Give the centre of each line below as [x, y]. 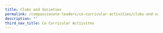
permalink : [16, 14]
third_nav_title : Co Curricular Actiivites [50, 23]
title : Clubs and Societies [33, 9]
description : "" [21, 18]
